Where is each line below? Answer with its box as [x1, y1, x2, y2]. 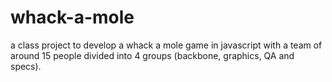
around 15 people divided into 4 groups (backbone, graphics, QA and [10, 49, 295, 61]
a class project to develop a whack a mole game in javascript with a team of [10, 39, 323, 51]
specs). [10, 60, 42, 72]
